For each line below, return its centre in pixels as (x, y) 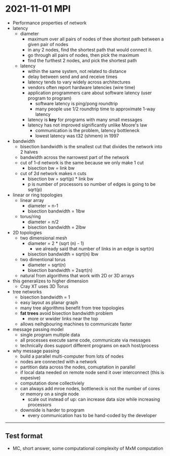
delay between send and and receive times (73, 76)
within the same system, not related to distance (77, 71)
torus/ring (31, 216)
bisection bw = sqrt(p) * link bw (60, 179)
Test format (24, 436)
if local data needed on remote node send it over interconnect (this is (92, 372)
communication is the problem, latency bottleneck (88, 130)
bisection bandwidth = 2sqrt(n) (60, 270)
